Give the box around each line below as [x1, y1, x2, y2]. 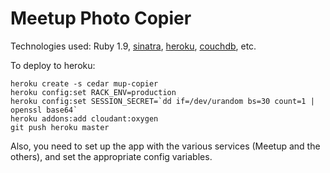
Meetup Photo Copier [10, 7, 192, 30]
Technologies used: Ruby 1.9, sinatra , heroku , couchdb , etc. [10, 40, 257, 52]
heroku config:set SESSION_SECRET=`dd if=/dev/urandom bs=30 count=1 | [10, 96, 315, 106]
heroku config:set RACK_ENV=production [10, 87, 177, 97]
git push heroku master [10, 122, 110, 132]
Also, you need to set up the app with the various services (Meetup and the [10, 140, 321, 152]
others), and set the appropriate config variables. [10, 150, 213, 162]
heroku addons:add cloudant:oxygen [10, 113, 159, 124]
